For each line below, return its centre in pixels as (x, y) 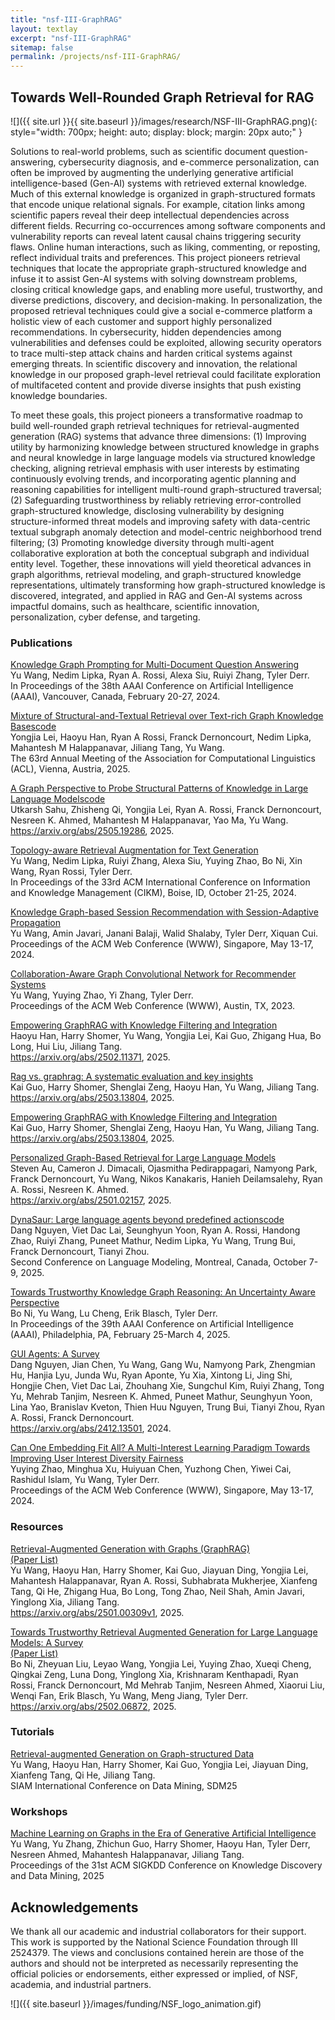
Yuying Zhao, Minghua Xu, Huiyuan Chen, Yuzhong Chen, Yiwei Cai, (151, 1469)
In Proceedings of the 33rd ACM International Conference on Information (160, 882)
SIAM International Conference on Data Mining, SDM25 (124, 1785)
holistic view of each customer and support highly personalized (141, 321)
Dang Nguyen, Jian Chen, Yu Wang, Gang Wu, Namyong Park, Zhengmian (163, 1365)
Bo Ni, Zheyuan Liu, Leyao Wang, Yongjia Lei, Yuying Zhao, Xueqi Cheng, (161, 1663)
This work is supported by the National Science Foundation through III (154, 1942)
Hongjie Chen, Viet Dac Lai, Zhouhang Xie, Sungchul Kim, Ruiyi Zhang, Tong (167, 1386)
